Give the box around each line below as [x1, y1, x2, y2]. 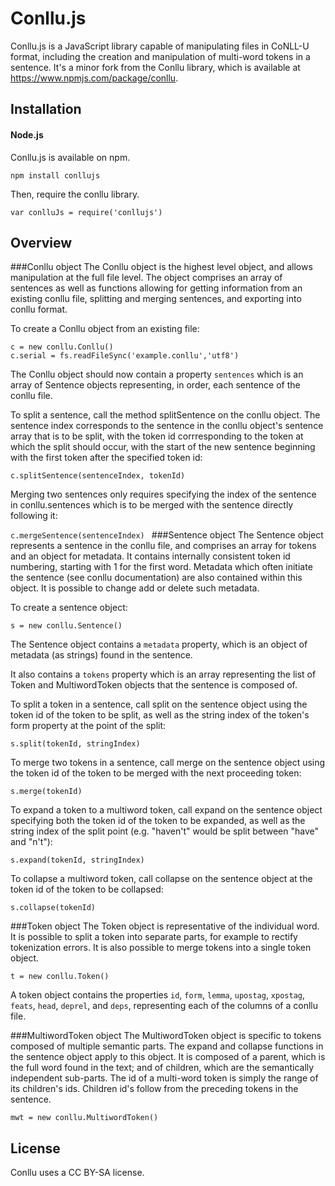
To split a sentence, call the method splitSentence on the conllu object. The [10, 409, 321, 421]
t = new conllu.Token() [10, 972, 110, 982]
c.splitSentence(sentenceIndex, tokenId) [10, 471, 186, 481]
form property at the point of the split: [10, 720, 167, 732]
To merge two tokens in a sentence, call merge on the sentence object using [10, 757, 326, 769]
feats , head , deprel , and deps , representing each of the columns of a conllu [10, 1000, 318, 1012]
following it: [10, 510, 58, 522]
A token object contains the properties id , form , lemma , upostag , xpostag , [10, 989, 306, 1001]
